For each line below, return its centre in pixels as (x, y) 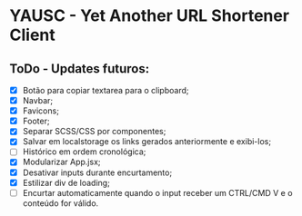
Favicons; (40, 111)
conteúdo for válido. (60, 203)
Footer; (36, 121)
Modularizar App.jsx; (62, 162)
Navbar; (37, 101)
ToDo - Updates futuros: (80, 69)
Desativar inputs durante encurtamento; (97, 172)
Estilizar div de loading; (66, 182)
